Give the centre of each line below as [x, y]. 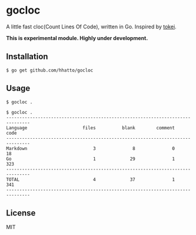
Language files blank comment [91, 128]
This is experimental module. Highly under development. [77, 38]
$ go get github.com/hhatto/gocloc [50, 70]
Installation [27, 57]
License [21, 213]
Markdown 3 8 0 [91, 148]
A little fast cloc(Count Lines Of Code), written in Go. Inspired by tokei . [91, 27]
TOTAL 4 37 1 [91, 179]
